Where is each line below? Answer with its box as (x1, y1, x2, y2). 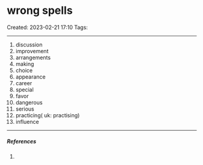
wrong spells (7, 4, 73, 18)
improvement (15, 47, 49, 54)
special (15, 86, 34, 93)
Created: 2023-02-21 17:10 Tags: (7, 24, 88, 31)
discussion (15, 40, 43, 48)
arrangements (15, 54, 51, 61)
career (15, 79, 33, 86)
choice (15, 66, 33, 74)
